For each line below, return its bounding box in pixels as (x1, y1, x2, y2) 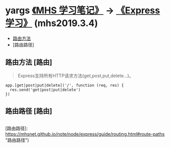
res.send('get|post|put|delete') (10, 87, 81, 92)
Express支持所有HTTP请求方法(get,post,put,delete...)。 (17, 72, 134, 79)
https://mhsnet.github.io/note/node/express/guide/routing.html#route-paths (5, 131, 165, 137)
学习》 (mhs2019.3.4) (5, 17, 98, 29)
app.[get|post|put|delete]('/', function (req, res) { (5, 83, 124, 88)
